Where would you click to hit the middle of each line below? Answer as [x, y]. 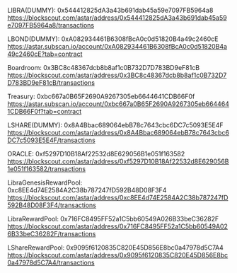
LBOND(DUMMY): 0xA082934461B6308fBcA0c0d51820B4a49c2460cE [113, 39]
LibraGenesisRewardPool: [45, 182]
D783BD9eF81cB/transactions [51, 83]
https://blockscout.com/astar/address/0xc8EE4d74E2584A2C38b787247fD [118, 198]
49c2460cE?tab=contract [45, 54]
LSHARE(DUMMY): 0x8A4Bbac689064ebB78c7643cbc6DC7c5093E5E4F [116, 125]
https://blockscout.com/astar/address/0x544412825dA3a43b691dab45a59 [117, 18]
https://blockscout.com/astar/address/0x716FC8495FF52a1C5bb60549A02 [118, 226]
